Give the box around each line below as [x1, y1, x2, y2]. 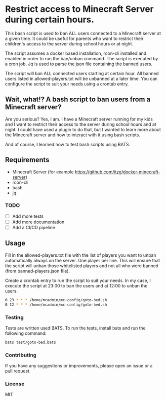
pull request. [5, 368, 31, 374]
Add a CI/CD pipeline [12, 224, 55, 230]
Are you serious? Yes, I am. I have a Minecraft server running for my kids [5, 116, 153, 122]
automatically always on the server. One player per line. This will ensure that [5, 257, 160, 263]
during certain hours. [5, 14, 94, 25]
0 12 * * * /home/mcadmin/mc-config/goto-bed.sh [5, 302, 107, 307]
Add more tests [12, 213, 44, 219]
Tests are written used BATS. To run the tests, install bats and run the [5, 325, 146, 331]
